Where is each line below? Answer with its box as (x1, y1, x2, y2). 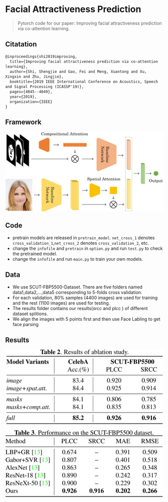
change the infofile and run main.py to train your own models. (12, 256, 143, 262)
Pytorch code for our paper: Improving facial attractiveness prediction (17, 20, 162, 26)
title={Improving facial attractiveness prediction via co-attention (10, 59, 158, 64)
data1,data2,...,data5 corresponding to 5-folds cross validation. (12, 289, 142, 295)
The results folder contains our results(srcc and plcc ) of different (12, 305, 148, 311)
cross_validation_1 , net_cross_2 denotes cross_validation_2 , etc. (12, 240, 149, 246)
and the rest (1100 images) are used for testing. (12, 300, 110, 306)
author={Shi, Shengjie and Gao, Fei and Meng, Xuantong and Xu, (10, 69, 147, 74)
